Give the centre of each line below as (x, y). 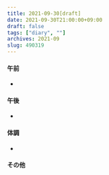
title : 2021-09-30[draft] (44, 13)
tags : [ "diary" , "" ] (37, 33)
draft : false (26, 26)
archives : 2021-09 (33, 39)
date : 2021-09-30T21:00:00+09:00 (55, 20)
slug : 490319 (26, 45)
